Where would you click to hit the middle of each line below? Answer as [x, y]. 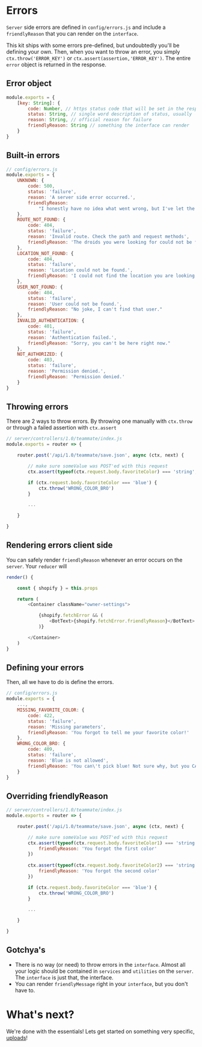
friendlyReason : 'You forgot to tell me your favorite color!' [109, 732]
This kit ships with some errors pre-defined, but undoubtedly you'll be [93, 45]
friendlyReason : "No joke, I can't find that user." [95, 309]
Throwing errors [38, 407]
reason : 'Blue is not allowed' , [69, 761]
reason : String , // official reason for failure [90, 120]
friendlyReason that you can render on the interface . [72, 33]
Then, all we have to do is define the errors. [60, 682]
